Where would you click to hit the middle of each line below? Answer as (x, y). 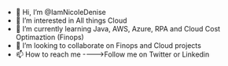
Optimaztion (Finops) (50, 37)
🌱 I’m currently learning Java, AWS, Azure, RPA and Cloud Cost (118, 29)
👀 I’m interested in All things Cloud (71, 20)
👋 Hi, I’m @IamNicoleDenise (61, 12)
